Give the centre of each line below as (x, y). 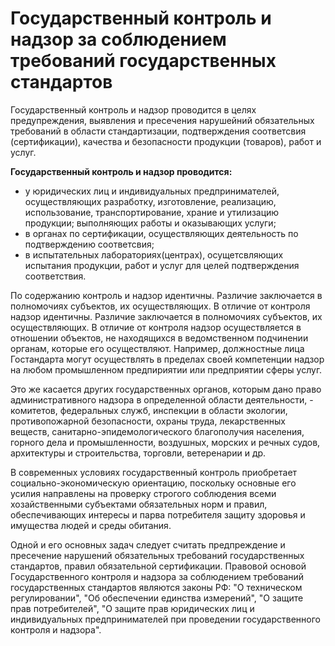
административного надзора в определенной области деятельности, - (162, 399)
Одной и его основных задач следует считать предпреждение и (148, 544)
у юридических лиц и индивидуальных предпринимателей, (152, 191)
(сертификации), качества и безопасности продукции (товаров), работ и (166, 141)
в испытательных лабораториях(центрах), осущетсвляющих (154, 254)
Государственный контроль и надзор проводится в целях (133, 109)
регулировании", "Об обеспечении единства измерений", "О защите (157, 598)
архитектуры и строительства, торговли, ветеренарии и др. (138, 453)
